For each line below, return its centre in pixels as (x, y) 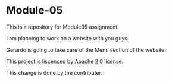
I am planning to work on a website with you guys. (68, 38)
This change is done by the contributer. (54, 72)
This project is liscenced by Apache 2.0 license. (65, 61)
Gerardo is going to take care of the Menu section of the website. (86, 50)
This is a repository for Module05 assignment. (62, 27)
